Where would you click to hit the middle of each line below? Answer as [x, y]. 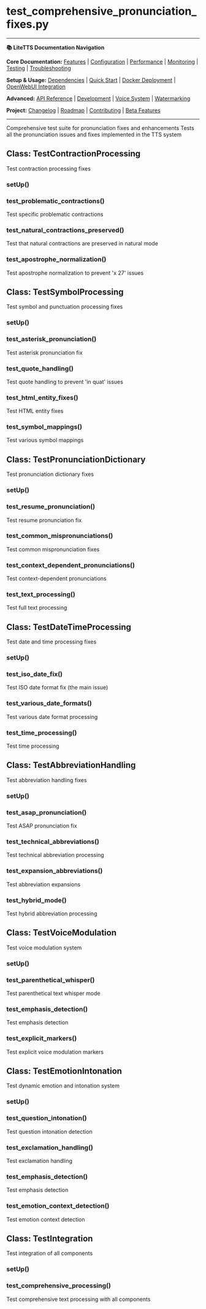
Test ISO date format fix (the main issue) [57, 688]
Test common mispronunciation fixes [53, 549]
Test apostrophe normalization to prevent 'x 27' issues [75, 273]
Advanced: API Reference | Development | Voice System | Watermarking [98, 98]
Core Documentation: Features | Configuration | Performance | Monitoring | [102, 61]
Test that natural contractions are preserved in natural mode [82, 244]
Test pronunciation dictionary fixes [50, 474]
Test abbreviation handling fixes [47, 780]
